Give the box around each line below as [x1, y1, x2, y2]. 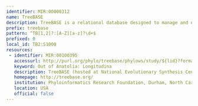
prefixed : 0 [6, 36, 35, 42]
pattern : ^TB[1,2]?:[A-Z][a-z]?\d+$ [6, 31, 96, 37]
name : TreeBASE [6, 14, 44, 20]
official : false [14, 91, 54, 97]
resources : [6, 47, 33, 53]
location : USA [14, 85, 49, 91]
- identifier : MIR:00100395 [8, 52, 78, 58]
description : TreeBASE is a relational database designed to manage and [6, 19, 189, 25]
